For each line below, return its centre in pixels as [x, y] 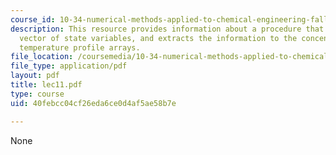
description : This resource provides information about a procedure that [167, 29]
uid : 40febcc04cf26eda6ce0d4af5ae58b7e [93, 103]
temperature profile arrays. [80, 47]
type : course [37, 94]
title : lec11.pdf [46, 85]
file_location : [42, 57]
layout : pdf [35, 76]
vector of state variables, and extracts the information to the [158, 38]
